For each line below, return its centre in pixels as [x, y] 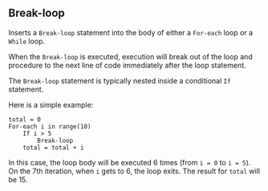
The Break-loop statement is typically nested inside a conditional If [120, 80]
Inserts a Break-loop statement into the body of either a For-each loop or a [131, 32]
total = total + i [53, 148]
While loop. [27, 41]
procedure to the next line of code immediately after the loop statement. [127, 65]
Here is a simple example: [51, 104]
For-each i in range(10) [50, 126]
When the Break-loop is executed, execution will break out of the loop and [130, 56]
